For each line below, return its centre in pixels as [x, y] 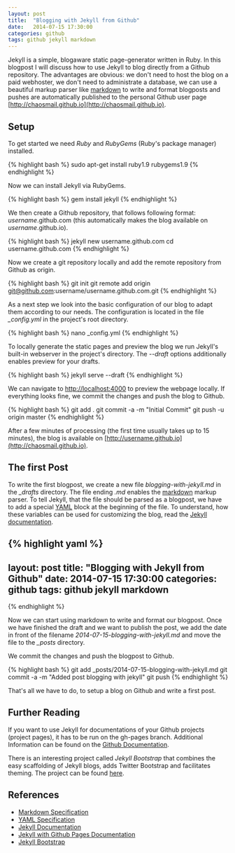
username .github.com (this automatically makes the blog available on [108, 220]
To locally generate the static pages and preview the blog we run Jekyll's [113, 346]
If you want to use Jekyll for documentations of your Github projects [106, 730]
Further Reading [44, 713]
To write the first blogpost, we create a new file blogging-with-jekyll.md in [114, 484]
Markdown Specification [53, 812]
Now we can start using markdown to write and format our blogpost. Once [115, 620]
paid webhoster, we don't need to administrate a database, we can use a [113, 82]
